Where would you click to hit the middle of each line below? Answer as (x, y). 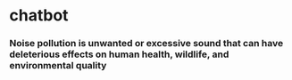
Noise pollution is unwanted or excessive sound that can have (146, 44)
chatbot (39, 16)
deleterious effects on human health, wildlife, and (119, 54)
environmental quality (58, 66)
